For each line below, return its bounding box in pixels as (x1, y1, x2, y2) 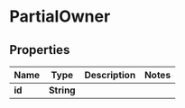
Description (84, 69, 136, 81)
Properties (9, 42, 70, 58)
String (48, 84, 76, 96)
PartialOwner (9, 6, 111, 27)
